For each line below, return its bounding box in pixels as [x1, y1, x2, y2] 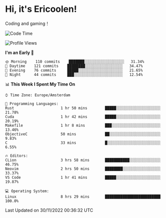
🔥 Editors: [5, 153, 28, 158]
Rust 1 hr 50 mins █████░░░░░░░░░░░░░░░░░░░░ [5, 106, 161, 110]
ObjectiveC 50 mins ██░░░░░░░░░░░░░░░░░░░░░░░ [5, 131, 161, 137]
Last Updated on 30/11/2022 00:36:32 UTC [5, 207, 93, 213]
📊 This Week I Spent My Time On [5, 81, 75, 87]
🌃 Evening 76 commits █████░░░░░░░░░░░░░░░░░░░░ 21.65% [5, 68, 143, 73]
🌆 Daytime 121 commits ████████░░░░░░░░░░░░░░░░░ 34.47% [5, 63, 143, 68]
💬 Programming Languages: [5, 101, 58, 106]
